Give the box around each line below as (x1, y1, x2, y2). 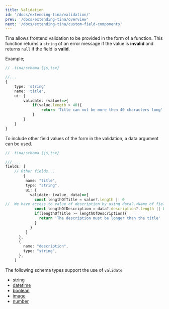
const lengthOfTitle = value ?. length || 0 (34, 197, 125, 202)
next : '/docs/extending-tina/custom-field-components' (5, 21, 123, 27)
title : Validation (5, 7, 44, 13)
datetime (12, 282, 31, 288)
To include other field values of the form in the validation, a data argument (5, 135, 159, 141)
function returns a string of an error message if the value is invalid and (5, 41, 154, 47)
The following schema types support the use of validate (5, 267, 123, 273)
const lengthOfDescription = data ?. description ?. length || (34, 206, 161, 212)
